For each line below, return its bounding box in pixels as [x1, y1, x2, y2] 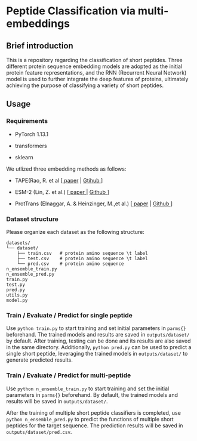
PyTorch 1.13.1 [14, 130, 49, 138]
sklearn [14, 153, 34, 161]
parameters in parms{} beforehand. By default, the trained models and [6, 391, 178, 398]
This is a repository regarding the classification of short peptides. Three [6, 57, 183, 63]
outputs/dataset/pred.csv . [6, 428, 72, 435]
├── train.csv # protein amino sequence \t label [17, 250, 148, 256]
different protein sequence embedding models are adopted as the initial [6, 63, 183, 70]
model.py [6, 297, 28, 303]
